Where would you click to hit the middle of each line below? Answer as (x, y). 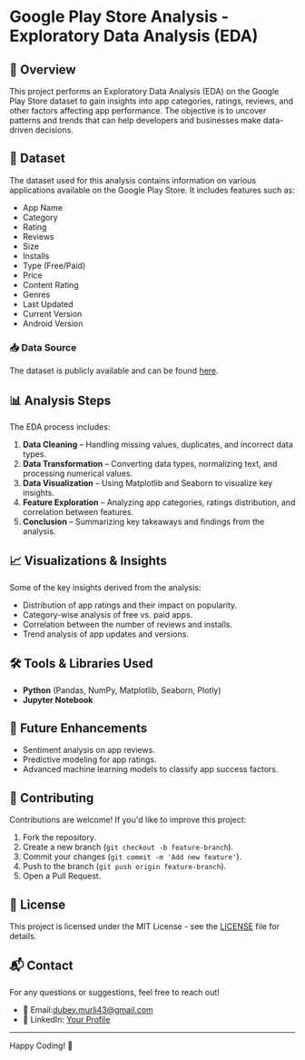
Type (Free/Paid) (54, 265)
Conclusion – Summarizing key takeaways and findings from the (143, 521)
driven (21, 130)
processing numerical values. (78, 473)
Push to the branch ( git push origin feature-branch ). (124, 867)
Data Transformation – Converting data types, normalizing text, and (150, 463)
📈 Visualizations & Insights (89, 561)
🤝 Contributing (52, 798)
